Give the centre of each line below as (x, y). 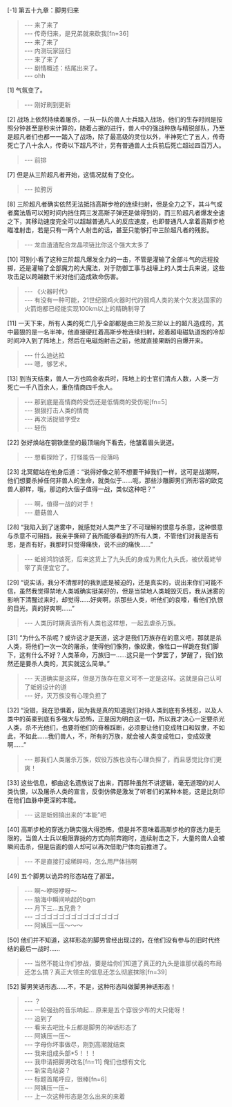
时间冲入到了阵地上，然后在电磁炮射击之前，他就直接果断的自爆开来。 (107, 340)
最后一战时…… (40, 948)
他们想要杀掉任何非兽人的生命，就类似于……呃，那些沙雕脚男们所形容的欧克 (115, 480)
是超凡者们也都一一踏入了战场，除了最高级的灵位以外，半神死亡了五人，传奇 (116, 136)
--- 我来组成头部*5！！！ (60, 1053)
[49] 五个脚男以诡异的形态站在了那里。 (62, 876)
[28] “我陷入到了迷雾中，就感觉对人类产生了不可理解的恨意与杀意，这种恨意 (115, 527)
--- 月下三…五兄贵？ (53, 908)
